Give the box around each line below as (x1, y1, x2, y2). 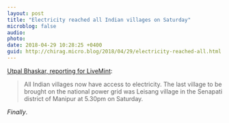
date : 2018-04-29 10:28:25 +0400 (7, 42, 103, 49)
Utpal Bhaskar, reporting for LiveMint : (7, 66, 113, 75)
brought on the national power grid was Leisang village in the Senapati (23, 87, 223, 96)
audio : (7, 29, 26, 36)
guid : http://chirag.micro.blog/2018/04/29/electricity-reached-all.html (7, 49, 222, 55)
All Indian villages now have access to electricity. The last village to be (23, 80, 222, 88)
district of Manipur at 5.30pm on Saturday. (23, 94, 144, 102)
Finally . (7, 107, 28, 116)
